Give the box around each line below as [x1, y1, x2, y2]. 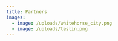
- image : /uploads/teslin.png [11, 25, 88, 32]
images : [6, 14, 26, 20]
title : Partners [6, 8, 47, 15]
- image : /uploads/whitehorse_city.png [11, 20, 113, 26]
